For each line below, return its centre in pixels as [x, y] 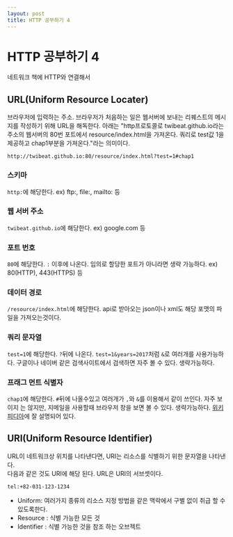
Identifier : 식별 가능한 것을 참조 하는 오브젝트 [79, 527]
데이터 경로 [25, 293]
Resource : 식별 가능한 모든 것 [58, 518]
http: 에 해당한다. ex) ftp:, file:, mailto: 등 [64, 191]
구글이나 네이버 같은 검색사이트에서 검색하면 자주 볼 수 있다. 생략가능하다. [115, 362]
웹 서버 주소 [25, 211]
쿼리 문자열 [25, 337]
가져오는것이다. [40, 318]
